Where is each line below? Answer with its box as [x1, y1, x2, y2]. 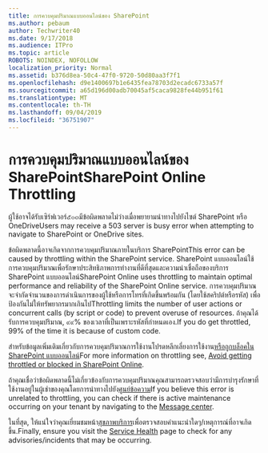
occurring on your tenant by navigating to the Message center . [8, 402, 214, 411]
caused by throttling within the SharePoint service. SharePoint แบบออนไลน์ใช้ [8, 253, 254, 263]
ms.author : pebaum [8, 19, 70, 27]
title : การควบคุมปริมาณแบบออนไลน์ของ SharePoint [8, 11, 150, 20]
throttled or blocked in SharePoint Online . [8, 359, 145, 369]
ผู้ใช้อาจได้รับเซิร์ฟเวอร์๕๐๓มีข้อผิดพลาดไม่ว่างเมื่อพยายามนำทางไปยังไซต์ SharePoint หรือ [8, 212, 248, 221]
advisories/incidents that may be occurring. [8, 435, 152, 445]
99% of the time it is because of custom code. [8, 326, 162, 335]
